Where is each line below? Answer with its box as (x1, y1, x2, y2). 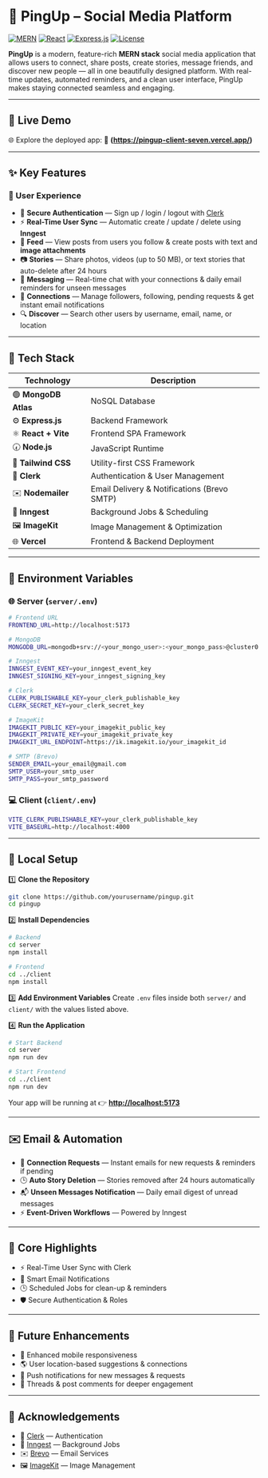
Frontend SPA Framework (90, 428, 187, 439)
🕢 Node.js (12, 441, 53, 452)
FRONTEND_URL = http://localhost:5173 (8, 621, 130, 629)
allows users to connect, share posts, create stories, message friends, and (8, 58, 254, 67)
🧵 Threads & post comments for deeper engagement (19, 1379, 194, 1389)
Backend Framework (90, 415, 168, 426)
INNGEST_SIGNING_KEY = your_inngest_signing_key (8, 672, 166, 680)
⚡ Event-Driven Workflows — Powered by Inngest (19, 1207, 187, 1217)
